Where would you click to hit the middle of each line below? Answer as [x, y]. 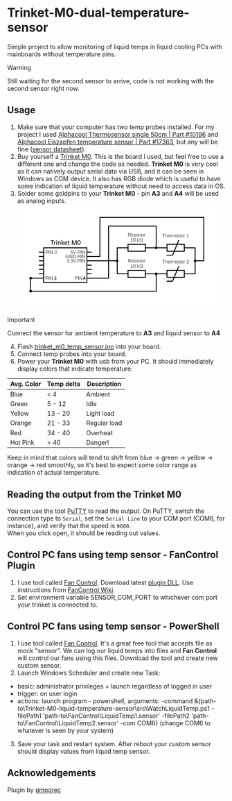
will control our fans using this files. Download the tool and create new [117, 658]
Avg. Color [26, 384]
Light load [100, 413]
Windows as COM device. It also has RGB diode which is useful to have [119, 178]
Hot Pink [22, 442]
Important [21, 319]
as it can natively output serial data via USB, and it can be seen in [110, 171]
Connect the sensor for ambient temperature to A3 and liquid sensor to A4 [114, 333]
